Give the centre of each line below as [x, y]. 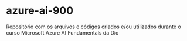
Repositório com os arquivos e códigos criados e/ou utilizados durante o [94, 27]
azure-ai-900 [40, 11]
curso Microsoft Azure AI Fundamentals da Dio [62, 32]
